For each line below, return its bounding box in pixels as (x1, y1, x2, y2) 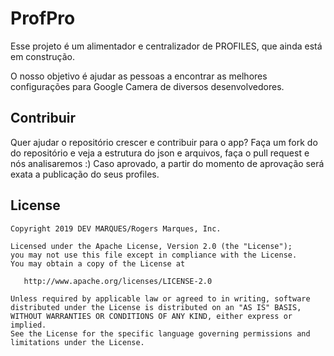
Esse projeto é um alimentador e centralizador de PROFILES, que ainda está (10, 40, 323, 52)
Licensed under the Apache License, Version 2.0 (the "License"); (10, 241, 293, 251)
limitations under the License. (10, 337, 145, 347)
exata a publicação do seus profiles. (10, 168, 160, 180)
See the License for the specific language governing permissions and (10, 328, 311, 339)
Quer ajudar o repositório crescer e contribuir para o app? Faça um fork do (10, 136, 318, 148)
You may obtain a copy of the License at (10, 258, 186, 269)
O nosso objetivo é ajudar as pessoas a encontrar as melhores (10, 70, 268, 82)
